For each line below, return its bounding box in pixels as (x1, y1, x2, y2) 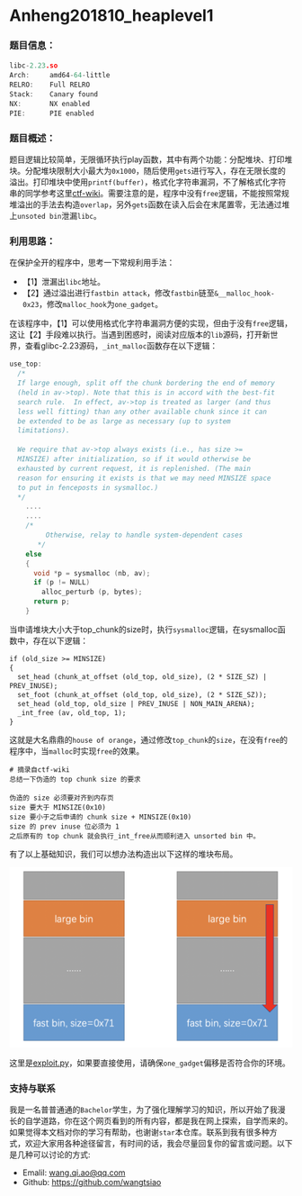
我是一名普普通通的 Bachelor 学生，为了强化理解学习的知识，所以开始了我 (9, 1104, 279, 1115)
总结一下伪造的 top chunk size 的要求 (9, 775, 141, 784)
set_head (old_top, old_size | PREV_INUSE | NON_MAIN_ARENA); (17, 699, 255, 708)
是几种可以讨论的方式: (9, 1149, 92, 1160)
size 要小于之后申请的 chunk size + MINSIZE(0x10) (9, 812, 192, 821)
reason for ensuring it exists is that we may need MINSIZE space (17, 474, 271, 483)
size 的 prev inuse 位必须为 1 (9, 821, 120, 831)
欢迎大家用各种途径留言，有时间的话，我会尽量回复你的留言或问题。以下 (24, 1138, 293, 1149)
